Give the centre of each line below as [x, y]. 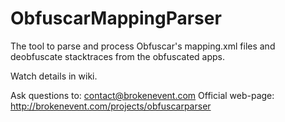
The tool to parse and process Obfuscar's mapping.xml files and [143, 46]
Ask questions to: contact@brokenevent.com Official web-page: [142, 95]
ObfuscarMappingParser [116, 18]
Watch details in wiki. [54, 76]
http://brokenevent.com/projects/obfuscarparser [111, 106]
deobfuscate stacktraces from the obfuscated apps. [117, 56]
